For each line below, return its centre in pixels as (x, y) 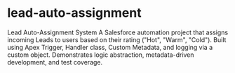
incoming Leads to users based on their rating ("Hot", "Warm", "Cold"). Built (117, 39)
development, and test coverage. (55, 62)
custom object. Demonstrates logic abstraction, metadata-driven (101, 55)
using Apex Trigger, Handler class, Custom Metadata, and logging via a (110, 47)
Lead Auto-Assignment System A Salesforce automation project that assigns (118, 32)
